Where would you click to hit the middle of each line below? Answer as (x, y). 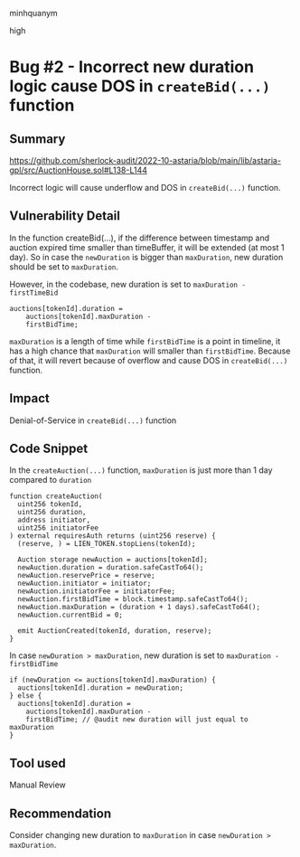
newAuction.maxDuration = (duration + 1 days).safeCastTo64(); (139, 607)
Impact (29, 398)
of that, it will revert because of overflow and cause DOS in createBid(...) (149, 360)
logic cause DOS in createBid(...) (140, 86)
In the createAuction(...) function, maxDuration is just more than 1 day (141, 470)
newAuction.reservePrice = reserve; (86, 576)
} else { (26, 696)
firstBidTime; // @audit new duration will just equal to (137, 720)
